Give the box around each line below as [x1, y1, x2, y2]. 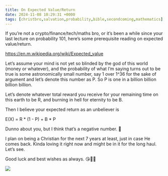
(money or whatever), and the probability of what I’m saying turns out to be [5, 66, 161, 72]
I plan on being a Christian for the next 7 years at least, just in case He [5, 136, 150, 142]
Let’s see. [5, 146, 25, 152]
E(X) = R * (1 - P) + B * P [5, 116, 56, 122]
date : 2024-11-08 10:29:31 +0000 [5, 12, 75, 17]
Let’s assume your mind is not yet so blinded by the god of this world [5, 61, 148, 67]
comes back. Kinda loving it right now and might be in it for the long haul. [5, 141, 157, 147]
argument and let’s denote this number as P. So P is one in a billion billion [5, 76, 157, 83]
